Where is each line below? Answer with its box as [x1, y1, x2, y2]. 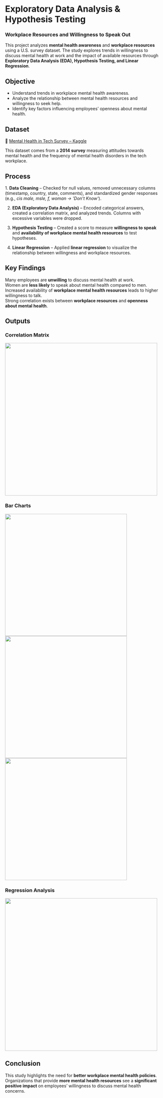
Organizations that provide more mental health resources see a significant [5, 1077, 157, 1083]
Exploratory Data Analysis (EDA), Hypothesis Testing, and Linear [5, 58, 139, 64]
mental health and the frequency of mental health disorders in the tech [5, 153, 147, 159]
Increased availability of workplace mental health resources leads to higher [5, 287, 158, 293]
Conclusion [5, 1059, 41, 1068]
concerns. [5, 1088, 26, 1094]
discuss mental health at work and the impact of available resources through [5, 53, 159, 59]
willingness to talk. [5, 292, 42, 298]
